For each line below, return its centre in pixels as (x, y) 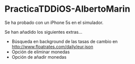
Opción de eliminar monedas (41, 52)
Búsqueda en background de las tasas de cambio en (65, 41)
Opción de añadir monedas (39, 57)
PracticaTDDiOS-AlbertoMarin (67, 9)
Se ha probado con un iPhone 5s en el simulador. (54, 22)
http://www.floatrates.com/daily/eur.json (52, 46)
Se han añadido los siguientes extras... (44, 32)
